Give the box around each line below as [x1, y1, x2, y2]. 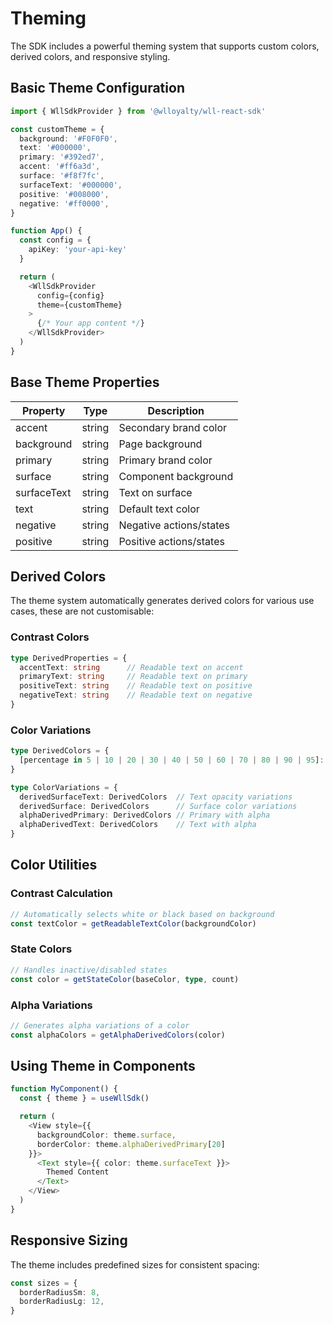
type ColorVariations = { [10, 782, 118, 792]
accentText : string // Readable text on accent [19, 662, 244, 672]
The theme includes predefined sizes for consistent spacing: [10, 1258, 260, 1271]
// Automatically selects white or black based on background [10, 909, 275, 919]
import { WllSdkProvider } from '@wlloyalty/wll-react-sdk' [10, 106, 267, 116]
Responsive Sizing [10, 1232, 128, 1249]
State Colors [10, 942, 73, 956]
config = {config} [36, 290, 105, 301]
